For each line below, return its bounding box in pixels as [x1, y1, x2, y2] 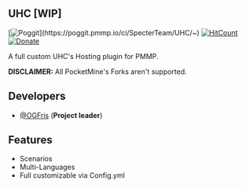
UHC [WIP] [8, 7, 62, 20]
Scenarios [19, 154, 53, 164]
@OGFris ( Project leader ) [19, 110, 103, 120]
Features [8, 134, 53, 147]
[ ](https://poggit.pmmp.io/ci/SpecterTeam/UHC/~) [8, 28, 200, 37]
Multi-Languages [19, 162, 75, 172]
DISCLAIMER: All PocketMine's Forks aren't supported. [8, 67, 187, 76]
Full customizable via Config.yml [19, 171, 126, 180]
